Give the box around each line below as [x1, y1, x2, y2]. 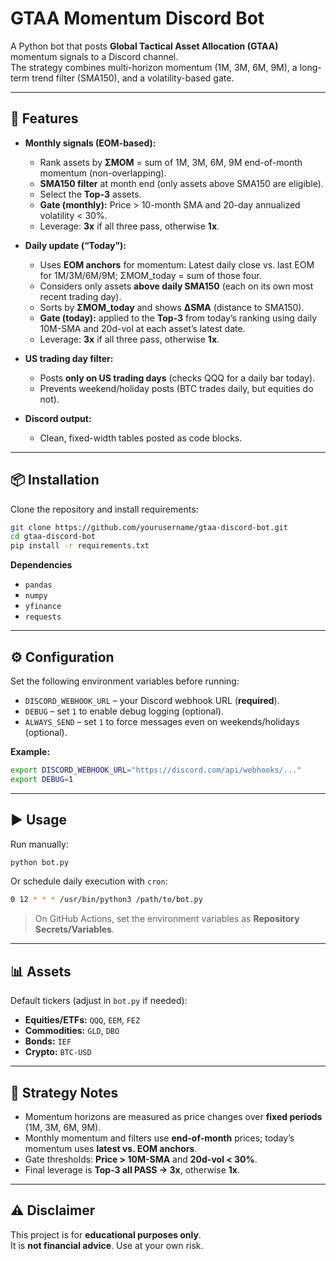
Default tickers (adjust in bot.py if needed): [10, 995, 188, 1007]
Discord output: [24, 412, 92, 424]
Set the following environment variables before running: [10, 675, 240, 687]
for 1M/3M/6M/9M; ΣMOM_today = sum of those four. [39, 269, 262, 281]
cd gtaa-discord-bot [10, 532, 97, 542]
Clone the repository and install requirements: [10, 503, 199, 515]
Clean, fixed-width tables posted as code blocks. [39, 432, 243, 444]
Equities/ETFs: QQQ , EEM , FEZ [24, 1014, 141, 1026]
